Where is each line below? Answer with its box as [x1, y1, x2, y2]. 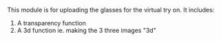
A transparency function [17, 19, 86, 27]
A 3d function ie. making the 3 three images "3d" [17, 27, 156, 34]
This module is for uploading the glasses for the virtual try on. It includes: [7, 6, 215, 14]
